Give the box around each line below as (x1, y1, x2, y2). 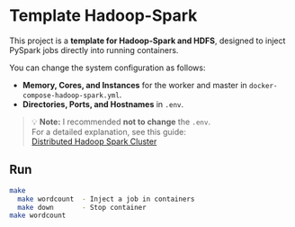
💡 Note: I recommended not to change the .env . (31, 116, 211, 127)
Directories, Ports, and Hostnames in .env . (22, 98, 184, 109)
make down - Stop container (17, 203, 147, 212)
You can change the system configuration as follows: (9, 62, 206, 73)
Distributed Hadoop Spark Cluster (31, 136, 157, 147)
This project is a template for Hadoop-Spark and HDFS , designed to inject (9, 35, 286, 46)
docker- (248, 81, 278, 90)
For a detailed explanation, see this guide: (31, 126, 186, 137)
